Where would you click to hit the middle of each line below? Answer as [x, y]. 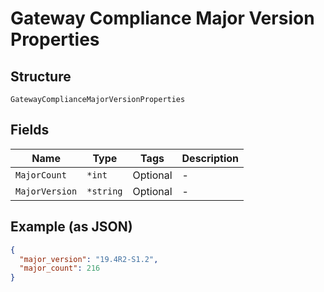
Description [210, 158]
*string [104, 191]
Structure [41, 76]
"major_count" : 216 [60, 268]
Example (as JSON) [71, 227]
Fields [30, 130]
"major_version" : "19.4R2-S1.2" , [89, 259]
